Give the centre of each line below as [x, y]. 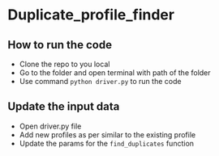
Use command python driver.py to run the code [100, 81]
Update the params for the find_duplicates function [107, 143]
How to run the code [60, 45]
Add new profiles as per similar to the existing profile [107, 134]
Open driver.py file [50, 126]
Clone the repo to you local [64, 64]
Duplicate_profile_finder [91, 15]
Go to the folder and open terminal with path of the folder [115, 73]
